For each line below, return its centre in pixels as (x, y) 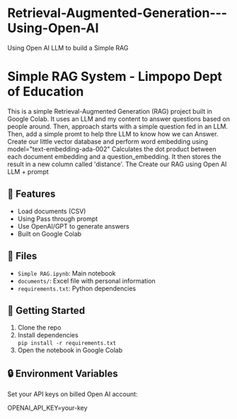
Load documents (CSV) (52, 211)
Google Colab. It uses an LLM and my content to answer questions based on (118, 119)
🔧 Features (31, 194)
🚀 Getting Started (46, 310)
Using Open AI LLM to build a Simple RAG (68, 48)
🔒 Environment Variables (63, 373)
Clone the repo (39, 327)
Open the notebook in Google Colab (70, 350)
